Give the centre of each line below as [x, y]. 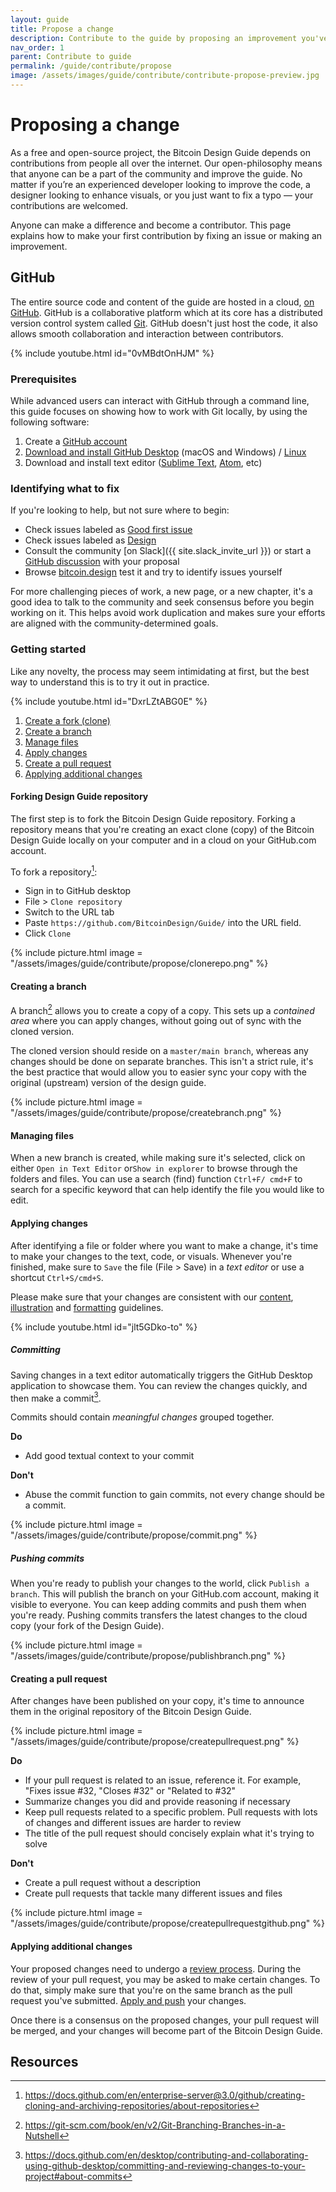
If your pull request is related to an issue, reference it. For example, [163, 1780]
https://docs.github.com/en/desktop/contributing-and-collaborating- [166, 2155]
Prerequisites [43, 379]
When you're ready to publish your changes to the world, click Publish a [160, 1583]
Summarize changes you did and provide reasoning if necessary [157, 1802]
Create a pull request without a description [113, 1883]
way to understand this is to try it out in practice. [110, 682]
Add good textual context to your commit [109, 1456]
